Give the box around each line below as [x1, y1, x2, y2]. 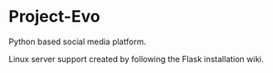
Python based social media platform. [8, 36, 147, 47]
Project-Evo [8, 6, 101, 27]
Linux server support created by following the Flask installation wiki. [8, 53, 265, 64]
